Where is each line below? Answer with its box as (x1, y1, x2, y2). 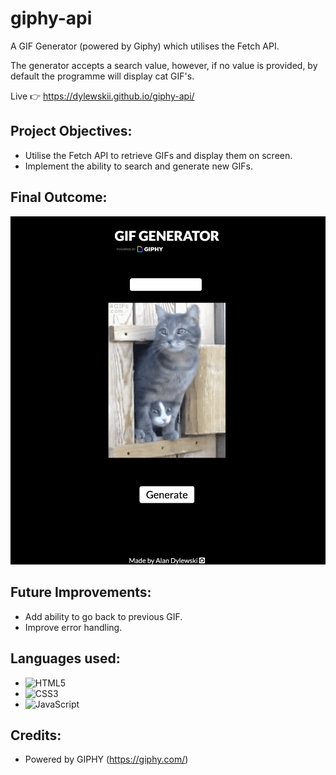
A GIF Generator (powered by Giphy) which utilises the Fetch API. (10, 40, 280, 52)
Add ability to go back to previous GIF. (24, 610, 183, 622)
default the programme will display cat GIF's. (10, 70, 195, 82)
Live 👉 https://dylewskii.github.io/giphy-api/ (10, 90, 195, 102)
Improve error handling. (24, 621, 123, 633)
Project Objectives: (10, 123, 133, 140)
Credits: (10, 727, 62, 744)
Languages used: (10, 650, 121, 667)
